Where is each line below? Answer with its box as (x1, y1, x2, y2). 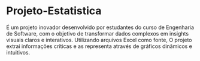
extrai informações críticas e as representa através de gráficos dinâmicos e (6, 43, 193, 50)
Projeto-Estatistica (6, 4, 102, 18)
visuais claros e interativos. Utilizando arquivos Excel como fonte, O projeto (6, 36, 193, 43)
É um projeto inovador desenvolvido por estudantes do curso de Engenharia (6, 24, 195, 31)
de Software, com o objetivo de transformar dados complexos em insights (6, 30, 189, 37)
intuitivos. (6, 49, 31, 56)
